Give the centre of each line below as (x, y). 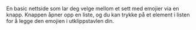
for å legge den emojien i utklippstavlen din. (60, 21)
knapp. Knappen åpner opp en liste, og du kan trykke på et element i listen (98, 15)
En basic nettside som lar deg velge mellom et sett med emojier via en (93, 9)
